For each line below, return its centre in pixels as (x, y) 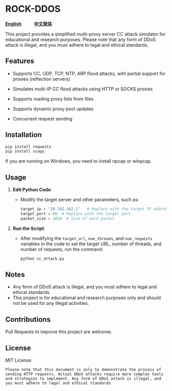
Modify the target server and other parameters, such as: (80, 200)
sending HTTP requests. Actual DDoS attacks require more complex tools (84, 374)
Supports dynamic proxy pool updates (53, 109)
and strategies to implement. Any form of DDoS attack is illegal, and (83, 379)
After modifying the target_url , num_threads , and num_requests (86, 238)
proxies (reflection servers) (41, 79)
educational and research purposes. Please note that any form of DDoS (81, 40)
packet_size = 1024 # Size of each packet (68, 219)
